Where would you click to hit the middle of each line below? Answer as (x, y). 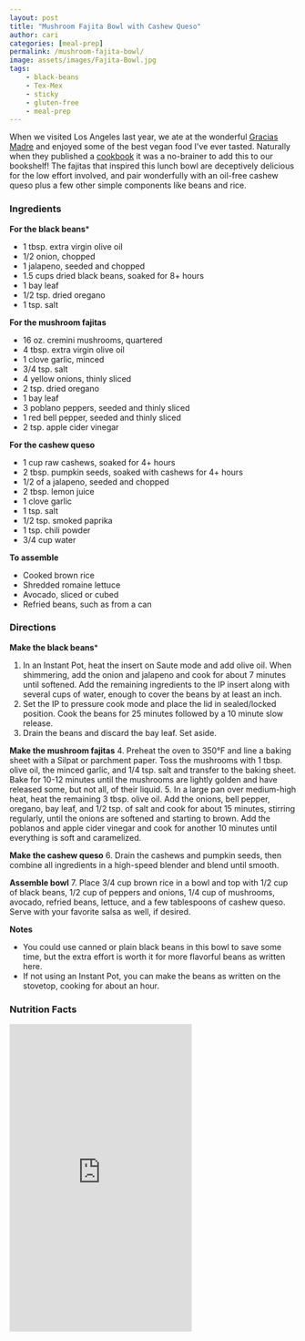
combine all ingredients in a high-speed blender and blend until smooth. (144, 865)
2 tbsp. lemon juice (58, 491)
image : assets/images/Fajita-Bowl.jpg (83, 60)
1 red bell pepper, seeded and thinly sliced (102, 417)
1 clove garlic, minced (63, 359)
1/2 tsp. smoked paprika (67, 520)
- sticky (42, 94)
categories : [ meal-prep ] (56, 43)
